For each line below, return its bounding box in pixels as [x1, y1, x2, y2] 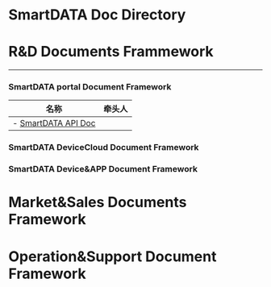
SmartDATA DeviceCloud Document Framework [8, 142, 199, 153]
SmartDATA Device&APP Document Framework [8, 164, 198, 175]
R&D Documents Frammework [8, 43, 214, 61]
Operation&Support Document [8, 247, 217, 265]
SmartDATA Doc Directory [8, 6, 186, 24]
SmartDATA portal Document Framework [8, 81, 172, 93]
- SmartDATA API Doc [12, 118, 96, 129]
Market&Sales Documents [8, 193, 187, 211]
